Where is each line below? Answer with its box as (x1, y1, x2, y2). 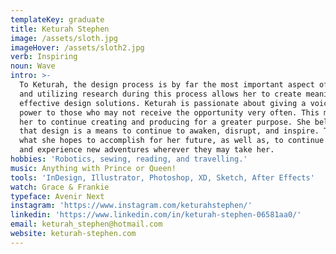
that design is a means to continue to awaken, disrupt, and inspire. (19, 126, 320, 136)
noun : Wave (10, 61, 56, 71)
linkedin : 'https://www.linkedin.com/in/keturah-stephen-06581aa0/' (10, 210, 302, 220)
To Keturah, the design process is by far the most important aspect (19, 80, 315, 90)
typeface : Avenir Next (10, 191, 105, 201)
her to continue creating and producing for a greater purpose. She (19, 117, 311, 127)
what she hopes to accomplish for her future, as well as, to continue (19, 136, 325, 146)
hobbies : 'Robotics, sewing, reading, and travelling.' (10, 154, 248, 164)
